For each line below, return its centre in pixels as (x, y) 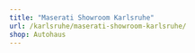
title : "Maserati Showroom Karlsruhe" (82, 18)
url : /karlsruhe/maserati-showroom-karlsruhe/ (98, 26)
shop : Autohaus (38, 34)
